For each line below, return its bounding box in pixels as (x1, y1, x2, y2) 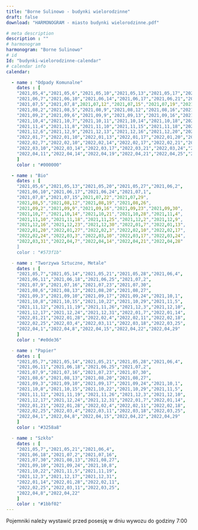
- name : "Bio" (11, 173, 49, 178)
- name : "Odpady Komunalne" (11, 79, 83, 86)
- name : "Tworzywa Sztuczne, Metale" (11, 260, 107, 266)
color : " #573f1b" (16, 249, 62, 255)
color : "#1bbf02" (16, 501, 62, 507)
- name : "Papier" (11, 347, 57, 353)
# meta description (6, 30, 54, 36)
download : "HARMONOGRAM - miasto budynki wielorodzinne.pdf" (6, 19, 160, 25)
